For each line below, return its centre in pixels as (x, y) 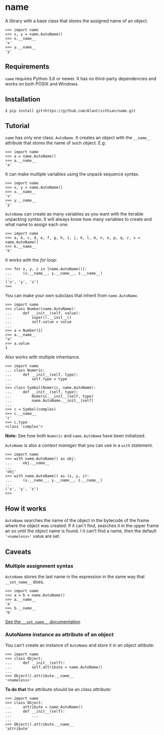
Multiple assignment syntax (39, 566)
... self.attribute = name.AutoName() (54, 667)
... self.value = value (38, 322)
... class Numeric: (25, 370)
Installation (23, 100)
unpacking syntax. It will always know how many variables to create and (79, 219)
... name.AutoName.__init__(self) (49, 401)
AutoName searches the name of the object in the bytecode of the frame (77, 520)
